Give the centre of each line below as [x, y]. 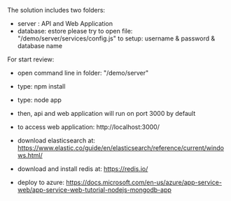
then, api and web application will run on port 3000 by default [106, 113]
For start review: [31, 59]
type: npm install [41, 86]
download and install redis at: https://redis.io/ [83, 169]
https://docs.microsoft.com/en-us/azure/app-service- [144, 182]
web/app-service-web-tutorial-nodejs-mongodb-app [94, 190]
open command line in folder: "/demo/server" [83, 73]
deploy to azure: [41, 182]
